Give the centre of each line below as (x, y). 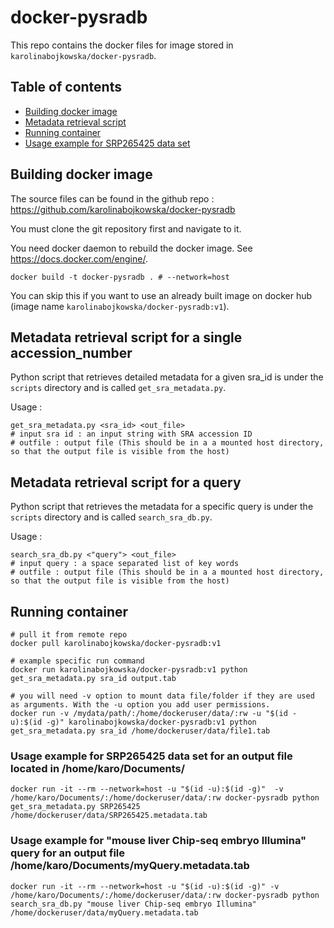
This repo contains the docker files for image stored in (122, 45)
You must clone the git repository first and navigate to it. (126, 228)
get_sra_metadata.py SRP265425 (75, 807)
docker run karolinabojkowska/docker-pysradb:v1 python (129, 670)
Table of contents (66, 87)
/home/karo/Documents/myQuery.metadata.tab (130, 866)
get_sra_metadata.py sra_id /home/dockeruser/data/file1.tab (140, 731)
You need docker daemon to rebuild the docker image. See (131, 248)
